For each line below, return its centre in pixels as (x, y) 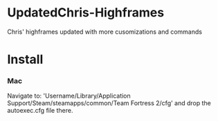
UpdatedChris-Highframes (86, 13)
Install (25, 59)
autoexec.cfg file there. (40, 111)
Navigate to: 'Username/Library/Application (69, 96)
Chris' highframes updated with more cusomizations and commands (105, 32)
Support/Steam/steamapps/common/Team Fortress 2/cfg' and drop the (109, 103)
